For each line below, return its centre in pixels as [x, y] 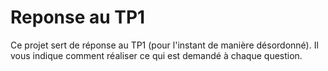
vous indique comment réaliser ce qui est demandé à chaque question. [156, 55]
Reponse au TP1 [78, 17]
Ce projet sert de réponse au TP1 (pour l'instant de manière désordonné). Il [164, 45]
